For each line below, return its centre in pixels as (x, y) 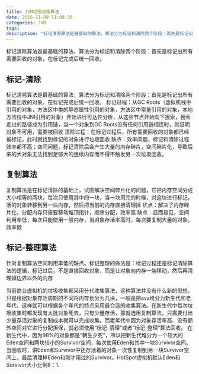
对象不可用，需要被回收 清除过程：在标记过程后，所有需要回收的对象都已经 (98, 132)
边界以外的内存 (35, 278)
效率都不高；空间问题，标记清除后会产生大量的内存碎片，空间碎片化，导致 (97, 147)
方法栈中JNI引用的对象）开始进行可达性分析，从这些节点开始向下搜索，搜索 (99, 117)
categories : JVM (26, 23)
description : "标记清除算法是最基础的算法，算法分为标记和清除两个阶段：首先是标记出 (100, 34)
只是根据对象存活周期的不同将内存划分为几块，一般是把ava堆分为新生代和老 (99, 298)
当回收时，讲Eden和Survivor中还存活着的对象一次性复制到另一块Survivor (95, 350)
